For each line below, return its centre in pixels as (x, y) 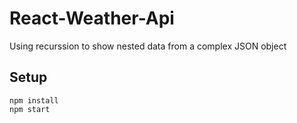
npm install (34, 100)
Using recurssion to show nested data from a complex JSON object (148, 46)
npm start (30, 109)
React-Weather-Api (92, 18)
